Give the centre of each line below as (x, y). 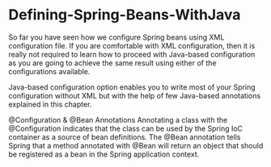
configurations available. (49, 71)
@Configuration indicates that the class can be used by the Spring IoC (126, 128)
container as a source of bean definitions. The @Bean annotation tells (125, 137)
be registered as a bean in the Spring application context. (104, 154)
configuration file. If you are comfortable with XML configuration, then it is (132, 45)
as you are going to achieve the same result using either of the (112, 63)
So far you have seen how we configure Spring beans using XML (116, 37)
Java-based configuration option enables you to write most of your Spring (132, 87)
